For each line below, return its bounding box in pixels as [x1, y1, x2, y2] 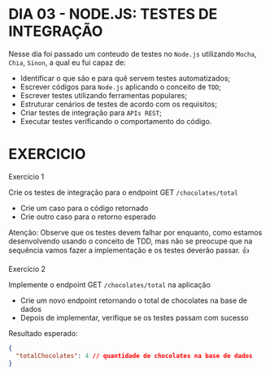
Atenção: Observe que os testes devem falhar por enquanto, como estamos [8, 227, 263, 237]
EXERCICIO [8, 145, 86, 163]
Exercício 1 [8, 171, 45, 181]
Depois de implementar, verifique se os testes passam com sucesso [20, 312, 249, 322]
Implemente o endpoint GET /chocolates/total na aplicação [8, 279, 211, 289]
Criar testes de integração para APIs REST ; [20, 107, 163, 118]
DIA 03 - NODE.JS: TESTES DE [8, 5, 218, 24]
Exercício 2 [8, 264, 46, 274]
